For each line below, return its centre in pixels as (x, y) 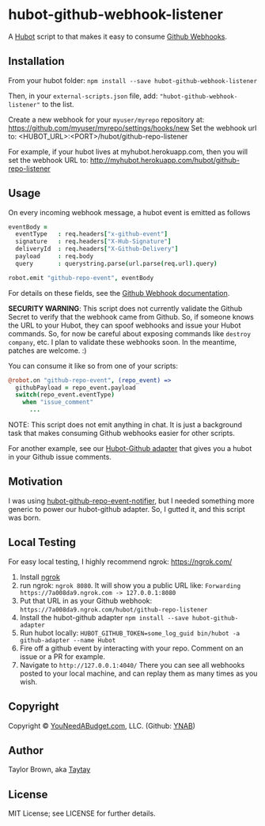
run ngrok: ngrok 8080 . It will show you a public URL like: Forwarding (130, 585)
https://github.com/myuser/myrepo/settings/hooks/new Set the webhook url (132, 127)
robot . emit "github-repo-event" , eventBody (81, 278)
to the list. (58, 104)
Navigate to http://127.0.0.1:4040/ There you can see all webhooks (132, 665)
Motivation (36, 481)
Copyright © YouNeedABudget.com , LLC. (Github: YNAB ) (102, 726)
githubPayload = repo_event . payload (76, 388)
